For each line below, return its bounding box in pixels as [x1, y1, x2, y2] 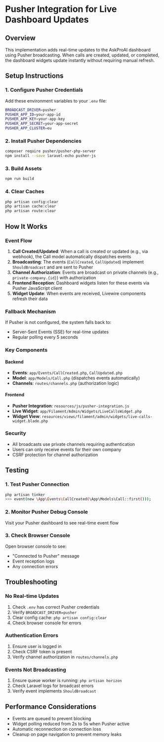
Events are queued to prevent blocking [12, 715, 91, 721]
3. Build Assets [5, 165, 42, 172]
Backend [5, 359, 24, 365]
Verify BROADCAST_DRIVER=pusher [12, 609, 77, 615]
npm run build [5, 176, 35, 181]
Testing [5, 466, 29, 475]
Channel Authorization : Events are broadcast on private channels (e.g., [12, 269, 159, 275]
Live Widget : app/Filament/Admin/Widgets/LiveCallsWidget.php [12, 408, 142, 414]
